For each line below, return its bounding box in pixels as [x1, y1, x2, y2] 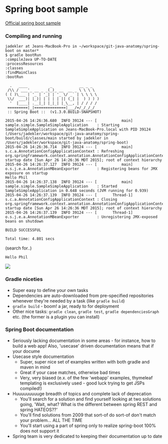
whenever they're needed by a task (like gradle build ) [12, 297, 125, 303]
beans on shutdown [5, 219, 43, 224]
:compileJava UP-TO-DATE [5, 57, 57, 62]
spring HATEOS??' [19, 406, 58, 412]
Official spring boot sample [5, 20, 61, 26]
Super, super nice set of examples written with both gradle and [19, 358, 150, 364]
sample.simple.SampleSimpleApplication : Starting [5, 122, 120, 128]
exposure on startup [5, 171, 48, 176]
